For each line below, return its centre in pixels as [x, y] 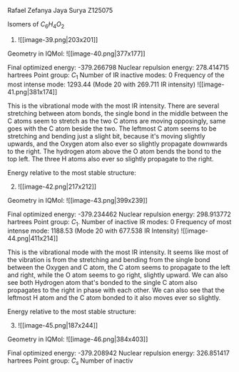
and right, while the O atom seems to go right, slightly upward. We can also [118, 275]
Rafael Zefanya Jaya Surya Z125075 [60, 10]
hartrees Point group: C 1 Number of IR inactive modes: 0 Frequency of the [116, 76]
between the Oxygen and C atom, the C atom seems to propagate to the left [119, 268]
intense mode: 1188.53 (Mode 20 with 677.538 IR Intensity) [93, 231]
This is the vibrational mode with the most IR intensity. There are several [113, 106]
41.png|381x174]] [32, 91]
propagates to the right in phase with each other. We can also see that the [116, 290]
